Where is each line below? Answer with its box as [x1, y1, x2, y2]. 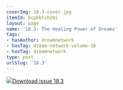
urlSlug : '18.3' [6, 60, 47, 66]
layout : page [6, 20, 39, 26]
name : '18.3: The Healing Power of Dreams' [6, 26, 118, 32]
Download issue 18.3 [12, 77, 64, 85]
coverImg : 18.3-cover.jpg [6, 9, 71, 15]
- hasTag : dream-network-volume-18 [6, 43, 96, 49]
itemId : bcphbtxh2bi [6, 15, 59, 21]
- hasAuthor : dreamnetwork [6, 37, 75, 43]
